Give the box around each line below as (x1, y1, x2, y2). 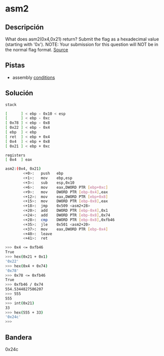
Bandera (5, 333, 32, 342)
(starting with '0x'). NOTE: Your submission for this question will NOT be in (5, 41, 159, 47)
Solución (5, 89, 33, 97)
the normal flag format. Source (5, 47, 68, 52)
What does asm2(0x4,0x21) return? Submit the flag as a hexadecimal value (5, 36, 160, 42)
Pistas (5, 61, 25, 70)
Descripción (5, 23, 44, 31)
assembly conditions (12, 74, 55, 80)
